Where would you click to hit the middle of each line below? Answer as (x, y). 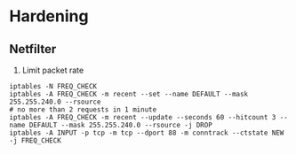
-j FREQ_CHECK (36, 141)
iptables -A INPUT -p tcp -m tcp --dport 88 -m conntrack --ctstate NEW (147, 133)
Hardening (49, 16)
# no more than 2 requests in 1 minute (83, 110)
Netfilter (33, 49)
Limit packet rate (53, 70)
